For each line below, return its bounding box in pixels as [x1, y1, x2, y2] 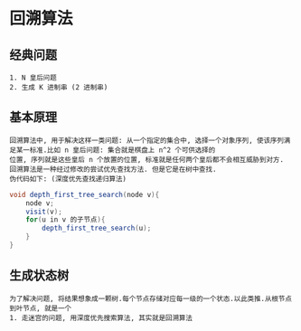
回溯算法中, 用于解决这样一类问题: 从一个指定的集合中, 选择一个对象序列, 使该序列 [9, 136, 285, 145]
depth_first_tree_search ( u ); [42, 223, 152, 233]
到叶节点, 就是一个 [9, 304, 72, 313]
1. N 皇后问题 [9, 73, 57, 82]
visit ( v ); [25, 207, 63, 216]
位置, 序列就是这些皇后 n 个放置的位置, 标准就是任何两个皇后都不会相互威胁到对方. [9, 155, 285, 164]
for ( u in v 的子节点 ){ [25, 215, 106, 224]
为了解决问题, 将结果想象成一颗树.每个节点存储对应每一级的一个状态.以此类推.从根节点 [9, 294, 292, 303]
